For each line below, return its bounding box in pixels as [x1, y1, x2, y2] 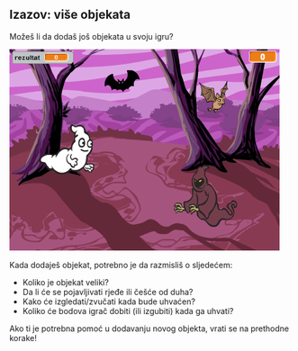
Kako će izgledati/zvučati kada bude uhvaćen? [22, 296, 196, 307]
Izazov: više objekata [9, 7, 131, 22]
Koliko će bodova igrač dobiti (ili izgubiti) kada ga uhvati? [22, 305, 234, 316]
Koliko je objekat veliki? [22, 276, 110, 287]
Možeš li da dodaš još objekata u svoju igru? [9, 31, 174, 41]
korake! [9, 332, 38, 343]
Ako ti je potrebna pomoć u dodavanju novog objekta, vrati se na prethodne [9, 323, 290, 334]
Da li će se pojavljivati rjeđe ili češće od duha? [22, 286, 194, 297]
